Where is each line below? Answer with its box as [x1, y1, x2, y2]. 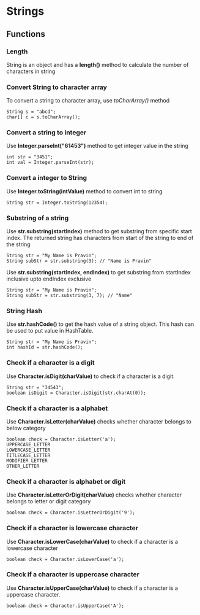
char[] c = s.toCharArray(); [6, 114, 81, 120]
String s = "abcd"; [6, 109, 56, 115]
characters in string [6, 68, 56, 75]
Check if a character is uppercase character [6, 570, 139, 579]
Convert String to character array [6, 83, 107, 91]
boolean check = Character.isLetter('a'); [6, 436, 116, 443]
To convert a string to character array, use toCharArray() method [6, 97, 170, 104]
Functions [6, 29, 46, 39]
